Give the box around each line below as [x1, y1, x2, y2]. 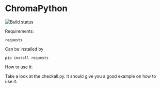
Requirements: [5, 28, 34, 34]
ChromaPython [5, 3, 68, 14]
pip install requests [5, 55, 49, 60]
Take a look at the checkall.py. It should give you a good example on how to [5, 73, 156, 79]
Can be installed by [5, 46, 44, 52]
